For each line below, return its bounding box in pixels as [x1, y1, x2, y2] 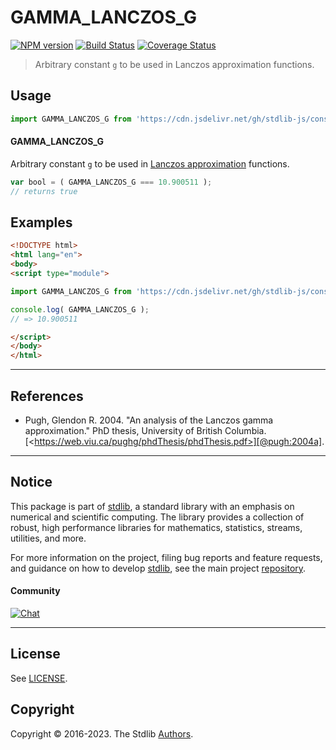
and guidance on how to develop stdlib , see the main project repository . [10, 562, 307, 574]
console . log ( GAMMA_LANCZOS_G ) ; [10, 304, 150, 315]
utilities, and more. [10, 532, 87, 544]
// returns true [10, 186, 78, 196]
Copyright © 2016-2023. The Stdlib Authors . [10, 727, 194, 740]
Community [10, 585, 61, 597]
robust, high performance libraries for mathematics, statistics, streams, [10, 521, 303, 533]
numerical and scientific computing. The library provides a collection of [10, 511, 305, 523]
